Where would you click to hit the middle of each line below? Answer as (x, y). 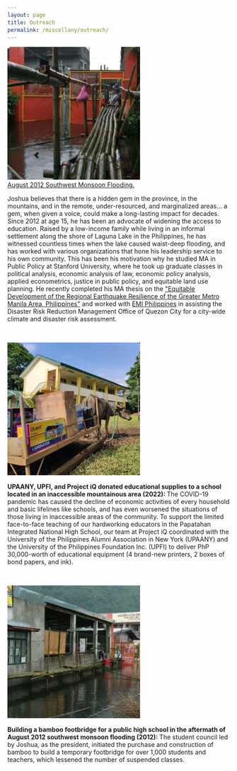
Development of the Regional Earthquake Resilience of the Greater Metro (114, 297)
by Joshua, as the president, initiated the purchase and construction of (110, 745)
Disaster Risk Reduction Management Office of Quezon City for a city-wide (116, 312)
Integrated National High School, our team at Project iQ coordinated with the (118, 532)
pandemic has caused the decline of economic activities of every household (118, 502)
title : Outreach (31, 22)
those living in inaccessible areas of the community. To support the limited (116, 517)
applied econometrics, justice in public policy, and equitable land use (108, 281)
